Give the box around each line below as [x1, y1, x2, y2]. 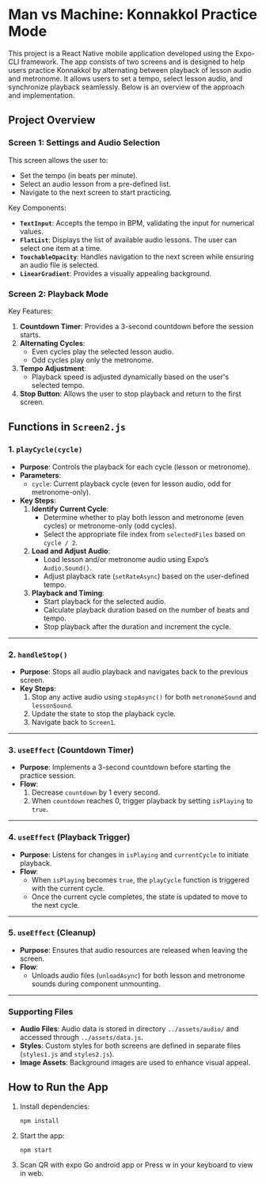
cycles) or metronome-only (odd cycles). [43, 521, 177, 530]
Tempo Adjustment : [19, 363, 87, 373]
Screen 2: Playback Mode [8, 288, 109, 299]
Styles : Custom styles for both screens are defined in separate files [19, 1041, 241, 1050]
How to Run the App [8, 1080, 108, 1094]
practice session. [19, 771, 76, 780]
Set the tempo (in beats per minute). [19, 170, 139, 180]
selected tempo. [31, 380, 85, 389]
